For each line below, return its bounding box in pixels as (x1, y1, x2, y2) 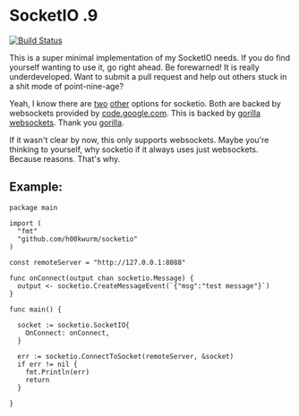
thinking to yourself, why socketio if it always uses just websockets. (9, 144, 259, 155)
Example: (9, 180, 63, 195)
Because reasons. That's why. (9, 153, 121, 164)
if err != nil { (17, 360, 78, 369)
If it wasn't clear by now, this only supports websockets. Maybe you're (9, 134, 269, 145)
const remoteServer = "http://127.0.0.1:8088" (9, 258, 186, 267)
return (25, 375, 50, 385)
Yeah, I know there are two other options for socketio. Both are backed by (9, 98, 282, 108)
